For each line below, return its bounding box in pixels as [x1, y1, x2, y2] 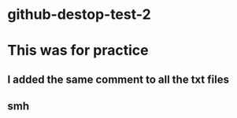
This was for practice [7, 42, 149, 60]
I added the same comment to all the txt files [7, 72, 230, 86]
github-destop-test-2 [7, 6, 151, 24]
